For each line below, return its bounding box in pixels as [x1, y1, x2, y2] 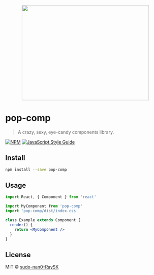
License [5, 250, 31, 259]
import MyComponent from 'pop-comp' [5, 203, 83, 209]
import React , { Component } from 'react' [5, 194, 97, 200]
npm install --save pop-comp [5, 167, 67, 172]
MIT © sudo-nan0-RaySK [5, 264, 59, 270]
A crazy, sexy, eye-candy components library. [17, 129, 114, 135]
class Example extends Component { [5, 218, 81, 223]
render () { [10, 222, 33, 227]
